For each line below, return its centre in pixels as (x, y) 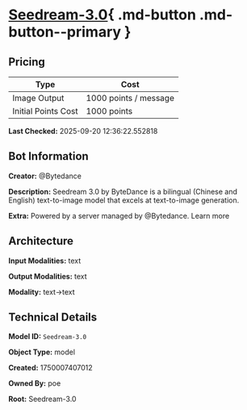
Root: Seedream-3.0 (42, 399)
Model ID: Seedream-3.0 (48, 337)
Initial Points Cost (45, 111)
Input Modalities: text (45, 261)
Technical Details (53, 318)
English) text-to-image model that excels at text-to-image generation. (124, 200)
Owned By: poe (35, 383)
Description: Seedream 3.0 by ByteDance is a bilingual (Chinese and (123, 191)
